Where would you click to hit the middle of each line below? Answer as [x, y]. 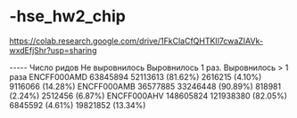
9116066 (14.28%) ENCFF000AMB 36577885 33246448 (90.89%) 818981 [145, 86]
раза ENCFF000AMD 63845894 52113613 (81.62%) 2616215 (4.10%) [136, 76]
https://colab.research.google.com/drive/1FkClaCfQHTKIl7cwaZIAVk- [136, 41]
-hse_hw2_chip [68, 16]
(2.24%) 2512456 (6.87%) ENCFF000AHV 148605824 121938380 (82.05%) [148, 96]
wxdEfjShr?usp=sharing [53, 50]
